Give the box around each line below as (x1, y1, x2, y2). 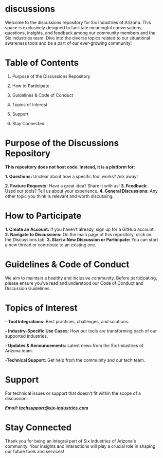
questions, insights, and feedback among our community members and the (5, 30, 156, 36)
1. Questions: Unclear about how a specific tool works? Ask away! (5, 173, 138, 179)
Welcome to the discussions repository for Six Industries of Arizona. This (5, 19, 151, 25)
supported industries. (5, 333, 48, 339)
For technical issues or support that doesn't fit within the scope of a (5, 390, 141, 396)
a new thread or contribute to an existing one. (5, 242, 96, 248)
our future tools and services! (5, 448, 64, 454)
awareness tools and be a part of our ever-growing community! (5, 40, 132, 46)
